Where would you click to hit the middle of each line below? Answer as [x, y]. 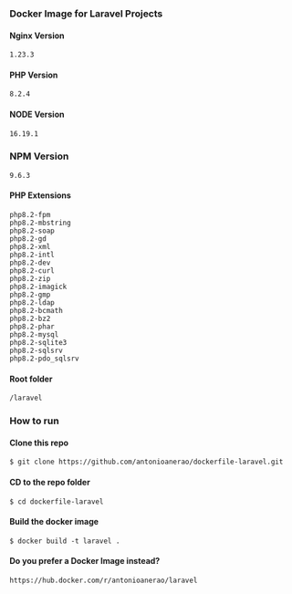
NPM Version [39, 156]
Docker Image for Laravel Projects [86, 14]
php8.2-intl [32, 255]
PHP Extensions [40, 195]
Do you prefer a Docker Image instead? [85, 561]
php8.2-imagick [38, 287]
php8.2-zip [30, 279]
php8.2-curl [32, 271]
